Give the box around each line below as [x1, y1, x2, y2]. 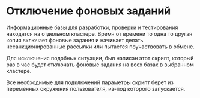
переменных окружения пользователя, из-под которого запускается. [6, 85, 186, 92]
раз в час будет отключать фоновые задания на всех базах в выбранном [6, 61, 194, 68]
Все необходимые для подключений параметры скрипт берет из [6, 79, 174, 86]
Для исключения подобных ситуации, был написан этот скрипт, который [6, 54, 194, 62]
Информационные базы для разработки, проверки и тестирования [6, 24, 178, 31]
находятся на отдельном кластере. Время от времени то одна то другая [6, 30, 193, 37]
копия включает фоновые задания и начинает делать [6, 36, 144, 44]
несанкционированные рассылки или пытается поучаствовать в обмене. [6, 43, 195, 50]
